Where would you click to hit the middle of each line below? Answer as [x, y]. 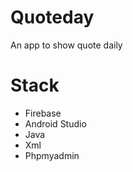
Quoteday [52, 17]
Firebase [43, 113]
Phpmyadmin [52, 155]
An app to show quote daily [66, 45]
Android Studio [55, 123]
